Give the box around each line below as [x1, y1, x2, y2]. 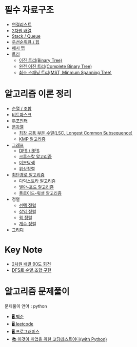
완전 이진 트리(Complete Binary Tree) [19, 63, 92, 69]
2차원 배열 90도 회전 [11, 261, 51, 267]
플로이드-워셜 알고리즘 [19, 190, 62, 196]
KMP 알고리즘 [19, 136, 46, 142]
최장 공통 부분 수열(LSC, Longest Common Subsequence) [19, 130, 133, 136]
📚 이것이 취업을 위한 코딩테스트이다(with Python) [11, 336, 107, 342]
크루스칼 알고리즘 [19, 153, 52, 159]
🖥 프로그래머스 [11, 328, 40, 334]
